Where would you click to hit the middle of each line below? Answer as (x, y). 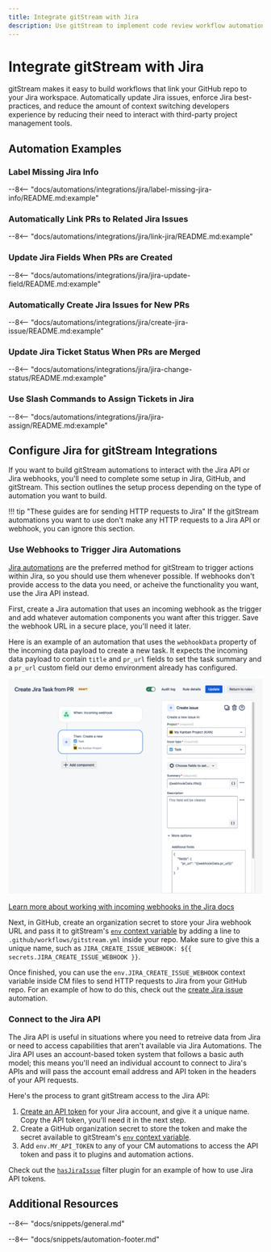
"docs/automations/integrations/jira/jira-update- (111, 275)
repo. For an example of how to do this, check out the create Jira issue (126, 990)
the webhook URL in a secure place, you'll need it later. (100, 626)
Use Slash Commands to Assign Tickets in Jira (101, 399)
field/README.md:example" (54, 284)
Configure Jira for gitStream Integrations (113, 450)
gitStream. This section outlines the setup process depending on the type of (135, 487)
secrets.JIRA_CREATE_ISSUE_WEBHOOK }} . (75, 957)
